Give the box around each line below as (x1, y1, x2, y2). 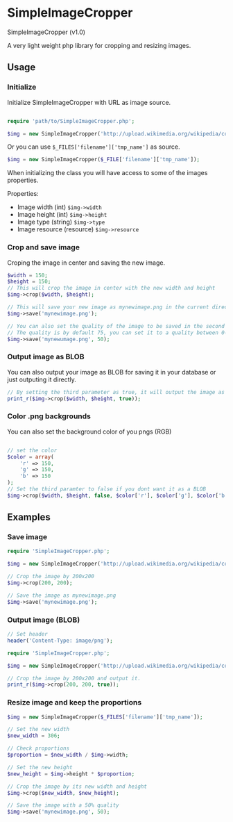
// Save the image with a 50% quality (7, 802, 119, 809)
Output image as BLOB (7, 352, 85, 362)
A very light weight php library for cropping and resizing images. (7, 41, 191, 49)
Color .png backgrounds (7, 411, 92, 421)
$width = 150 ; (7, 272, 49, 279)
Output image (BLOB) (7, 615, 80, 625)
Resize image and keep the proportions (7, 698, 142, 707)
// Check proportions (7, 745, 70, 752)
